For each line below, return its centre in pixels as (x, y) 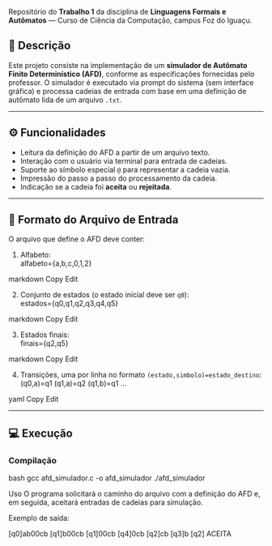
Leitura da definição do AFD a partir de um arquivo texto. (115, 152)
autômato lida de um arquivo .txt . (65, 100)
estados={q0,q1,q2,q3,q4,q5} (69, 304)
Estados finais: (45, 335)
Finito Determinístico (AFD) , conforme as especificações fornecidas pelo (132, 74)
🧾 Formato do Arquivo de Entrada (93, 220)
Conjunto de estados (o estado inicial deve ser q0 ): (104, 295)
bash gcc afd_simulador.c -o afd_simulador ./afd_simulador (107, 478)
